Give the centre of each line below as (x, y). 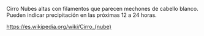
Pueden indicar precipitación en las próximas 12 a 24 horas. (82, 15)
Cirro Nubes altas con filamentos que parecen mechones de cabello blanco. (102, 9)
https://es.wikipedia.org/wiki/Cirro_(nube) (59, 27)
